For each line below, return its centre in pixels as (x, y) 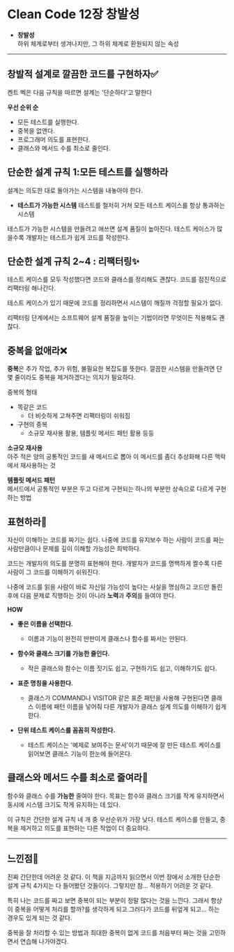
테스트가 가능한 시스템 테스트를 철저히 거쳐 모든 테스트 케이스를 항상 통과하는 (121, 205)
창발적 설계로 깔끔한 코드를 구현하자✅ (83, 74)
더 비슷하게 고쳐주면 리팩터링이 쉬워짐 (79, 416)
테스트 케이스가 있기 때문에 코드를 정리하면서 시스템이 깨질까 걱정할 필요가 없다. (115, 303)
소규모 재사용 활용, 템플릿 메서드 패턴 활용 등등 (91, 433)
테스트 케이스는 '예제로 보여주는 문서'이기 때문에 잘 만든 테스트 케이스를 (124, 745)
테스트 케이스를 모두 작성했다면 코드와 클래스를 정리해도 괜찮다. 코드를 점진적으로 (117, 279)
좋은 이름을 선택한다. (45, 624)
